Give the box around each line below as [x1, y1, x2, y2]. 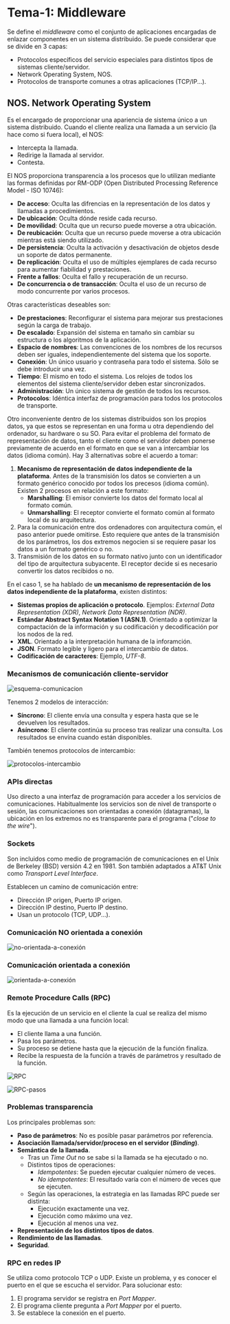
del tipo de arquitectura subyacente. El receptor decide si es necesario [16, 559, 218, 568]
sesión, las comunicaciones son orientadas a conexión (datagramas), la [7, 807, 209, 815]
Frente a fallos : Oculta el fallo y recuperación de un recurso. [16, 272, 188, 280]
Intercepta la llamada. [16, 143, 79, 152]
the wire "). [7, 821, 37, 830]
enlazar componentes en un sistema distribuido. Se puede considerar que [7, 34, 216, 43]
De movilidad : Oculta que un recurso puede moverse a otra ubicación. [16, 221, 217, 230]
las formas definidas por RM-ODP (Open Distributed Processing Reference [7, 179, 218, 187]
